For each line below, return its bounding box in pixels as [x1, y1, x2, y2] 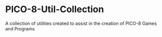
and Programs [5, 25, 35, 31]
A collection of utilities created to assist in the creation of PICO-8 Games [5, 20, 157, 26]
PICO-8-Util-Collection [5, 4, 104, 15]
